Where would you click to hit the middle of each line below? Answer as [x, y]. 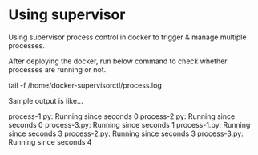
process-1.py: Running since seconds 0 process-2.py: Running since [122, 116]
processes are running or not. [57, 69]
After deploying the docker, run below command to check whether [118, 61]
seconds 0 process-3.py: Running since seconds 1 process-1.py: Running [129, 124]
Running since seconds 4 [50, 141]
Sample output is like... [46, 100]
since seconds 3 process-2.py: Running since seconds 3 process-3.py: [126, 133]
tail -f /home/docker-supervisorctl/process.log [85, 85]
